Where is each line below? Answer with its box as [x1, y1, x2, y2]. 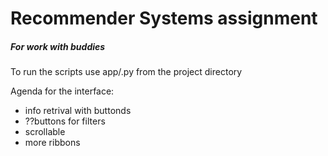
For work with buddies [10, 40, 106, 52]
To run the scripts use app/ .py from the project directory [10, 66, 243, 78]
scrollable [24, 126, 66, 138]
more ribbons [24, 137, 81, 149]
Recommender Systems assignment [10, 7, 318, 30]
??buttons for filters [24, 115, 106, 127]
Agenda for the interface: [10, 85, 115, 97]
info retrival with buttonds [24, 105, 132, 117]
